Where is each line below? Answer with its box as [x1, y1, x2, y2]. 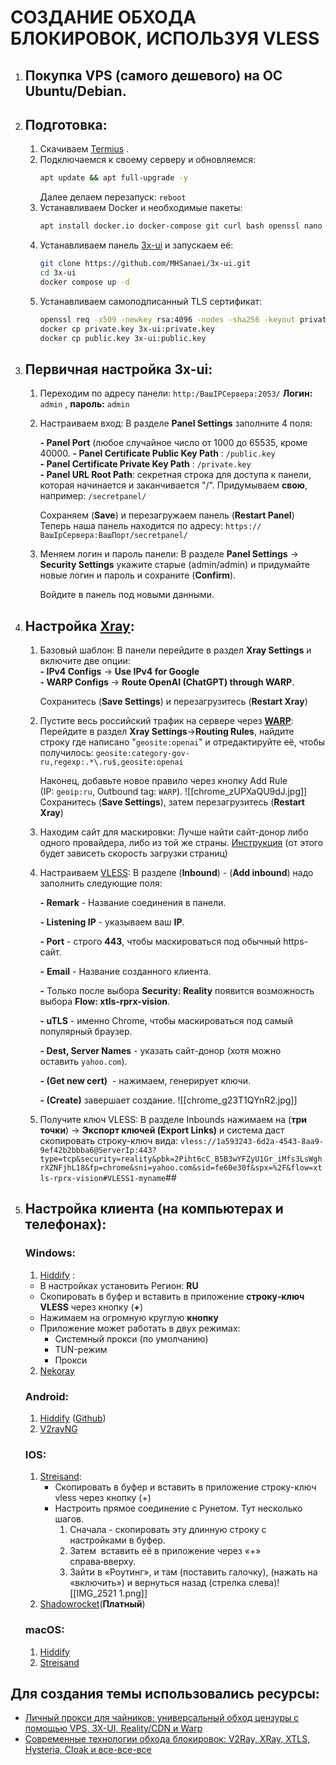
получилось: [39, 747, 94, 759]
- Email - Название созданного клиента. [39, 966, 212, 978]
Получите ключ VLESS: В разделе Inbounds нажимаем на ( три [39, 1114, 308, 1126]
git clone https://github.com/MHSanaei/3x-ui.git [39, 259, 252, 269]
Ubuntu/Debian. [24, 82, 127, 100]
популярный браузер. [39, 1026, 133, 1038]
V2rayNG [39, 1423, 78, 1435]
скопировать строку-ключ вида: [39, 1135, 179, 1147]
